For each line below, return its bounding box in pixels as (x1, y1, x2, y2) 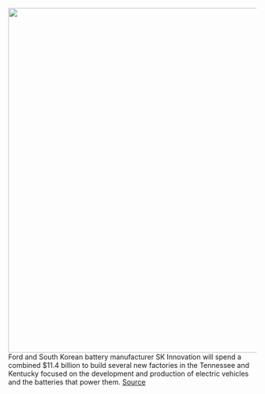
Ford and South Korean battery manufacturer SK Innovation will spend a (8, 352, 242, 362)
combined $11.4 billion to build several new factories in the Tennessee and (8, 361, 250, 370)
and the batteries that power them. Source (8, 377, 146, 386)
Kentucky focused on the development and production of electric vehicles (8, 369, 249, 378)
